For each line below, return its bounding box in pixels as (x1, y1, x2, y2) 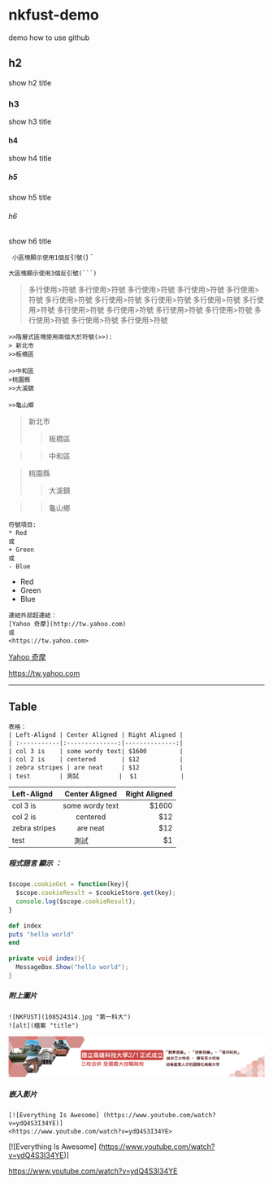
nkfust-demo (8, 6, 99, 24)
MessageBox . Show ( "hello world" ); (15, 963, 129, 971)
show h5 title (8, 193, 51, 203)
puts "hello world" (8, 930, 75, 938)
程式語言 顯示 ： (8, 857, 63, 868)
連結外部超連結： (8, 612, 58, 620)
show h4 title (8, 153, 52, 164)
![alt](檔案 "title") (8, 1021, 80, 1029)
